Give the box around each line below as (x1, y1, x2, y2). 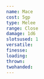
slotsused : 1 (6, 36, 39, 42)
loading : (6, 53, 28, 59)
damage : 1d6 (6, 31, 36, 37)
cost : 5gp (6, 14, 31, 20)
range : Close (6, 25, 39, 31)
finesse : (6, 48, 28, 53)
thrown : (6, 58, 26, 64)
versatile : (6, 42, 33, 48)
